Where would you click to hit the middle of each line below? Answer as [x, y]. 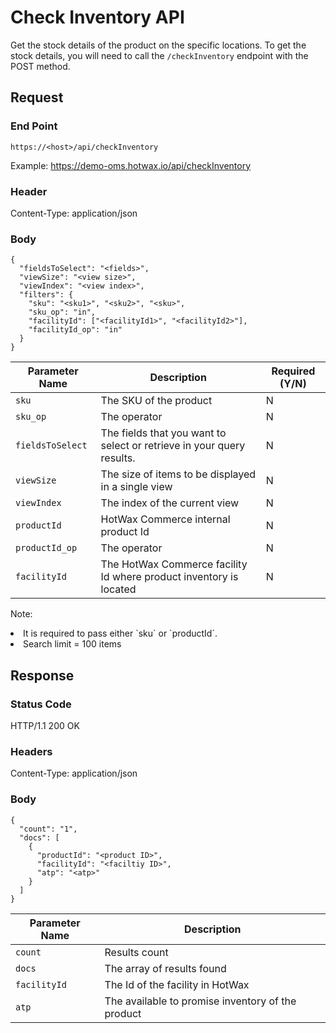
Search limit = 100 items [72, 644]
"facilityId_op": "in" [75, 330]
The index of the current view [170, 503]
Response [42, 675]
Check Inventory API [97, 17]
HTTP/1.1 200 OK [45, 725]
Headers [31, 751]
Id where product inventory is [169, 577]
